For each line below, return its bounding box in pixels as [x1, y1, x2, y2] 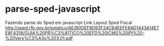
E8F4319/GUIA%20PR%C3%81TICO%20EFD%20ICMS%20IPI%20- [5, 30, 145, 36]
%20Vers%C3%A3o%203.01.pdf [5, 35, 73, 41]
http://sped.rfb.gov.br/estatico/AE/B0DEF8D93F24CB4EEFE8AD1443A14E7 [5, 24, 160, 30]
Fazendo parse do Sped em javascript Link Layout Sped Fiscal [5, 20, 132, 25]
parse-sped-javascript [5, 3, 101, 15]
